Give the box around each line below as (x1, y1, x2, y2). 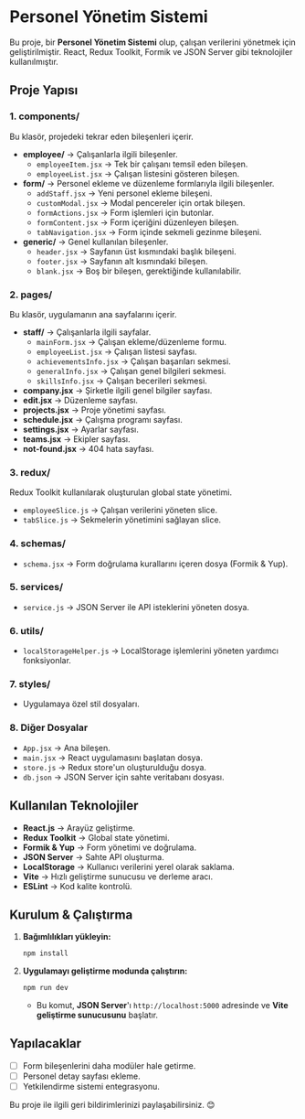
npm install (22, 949, 68, 958)
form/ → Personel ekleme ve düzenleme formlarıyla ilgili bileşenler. (22, 178, 275, 188)
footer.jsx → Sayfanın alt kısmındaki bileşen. (36, 255, 208, 266)
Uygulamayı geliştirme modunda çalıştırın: (22, 965, 188, 976)
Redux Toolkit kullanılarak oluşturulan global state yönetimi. (9, 487, 233, 498)
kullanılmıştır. (9, 56, 59, 67)
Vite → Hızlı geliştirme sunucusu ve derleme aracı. (22, 871, 213, 882)
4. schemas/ (9, 537, 67, 550)
